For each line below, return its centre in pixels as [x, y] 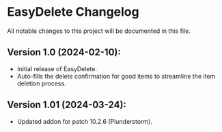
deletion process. [41, 83]
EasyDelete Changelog [73, 12]
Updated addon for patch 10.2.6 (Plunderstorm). [84, 121]
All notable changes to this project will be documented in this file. [99, 31]
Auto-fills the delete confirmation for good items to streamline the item [116, 76]
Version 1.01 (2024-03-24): [67, 105]
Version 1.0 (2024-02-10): [64, 52]
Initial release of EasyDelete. [57, 68]
